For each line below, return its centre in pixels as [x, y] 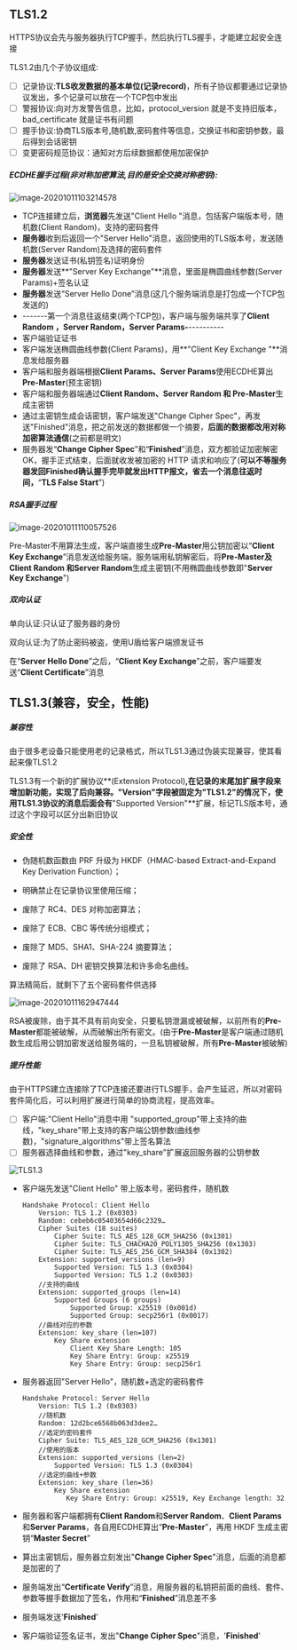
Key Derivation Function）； [71, 872]
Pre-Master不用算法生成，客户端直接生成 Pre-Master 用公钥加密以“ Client [142, 546]
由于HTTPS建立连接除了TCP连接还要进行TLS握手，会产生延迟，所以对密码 [146, 1089]
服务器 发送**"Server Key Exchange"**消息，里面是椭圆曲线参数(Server [152, 272]
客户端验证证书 [49, 338]
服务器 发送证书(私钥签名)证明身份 [83, 260]
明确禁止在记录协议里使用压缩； [80, 891]
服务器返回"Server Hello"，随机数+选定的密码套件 [113, 1382]
